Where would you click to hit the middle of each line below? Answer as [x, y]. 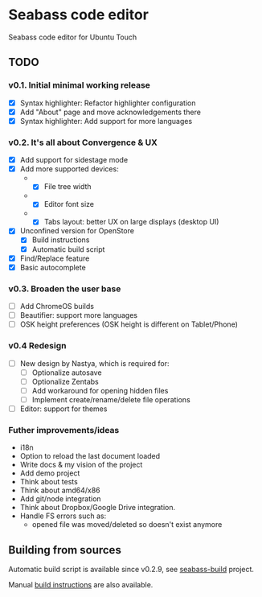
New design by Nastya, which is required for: [95, 363]
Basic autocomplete [53, 267]
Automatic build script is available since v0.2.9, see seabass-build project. [131, 569]
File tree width [68, 187]
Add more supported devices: [69, 169]
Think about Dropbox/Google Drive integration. [98, 508]
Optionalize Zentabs [65, 381]
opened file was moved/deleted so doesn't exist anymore [127, 525]
